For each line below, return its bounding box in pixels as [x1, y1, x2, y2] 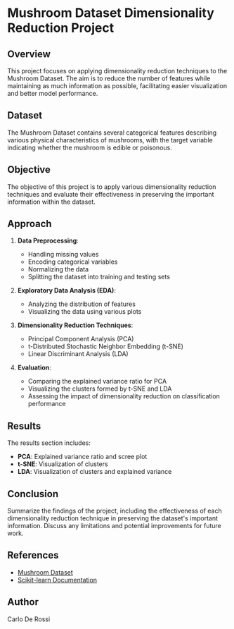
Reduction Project [7, 20, 115, 36]
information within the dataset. [7, 197, 96, 206]
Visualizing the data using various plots [27, 307, 142, 316]
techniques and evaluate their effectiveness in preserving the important [7, 190, 214, 198]
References [7, 549, 59, 561]
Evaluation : [17, 363, 51, 372]
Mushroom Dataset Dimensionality [7, 5, 214, 21]
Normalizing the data [27, 265, 89, 274]
